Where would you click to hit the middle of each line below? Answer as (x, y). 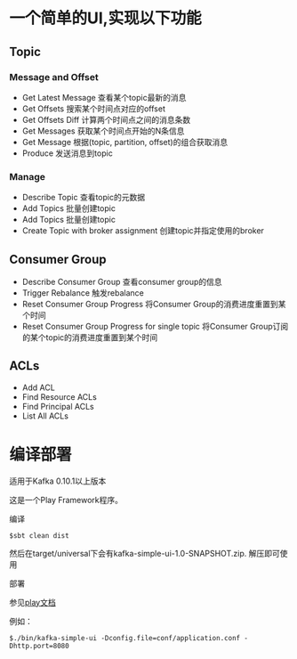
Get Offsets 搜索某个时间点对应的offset (94, 109)
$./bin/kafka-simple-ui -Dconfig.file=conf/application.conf (125, 638)
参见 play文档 (32, 602)
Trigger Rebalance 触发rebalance (83, 293)
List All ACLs (45, 416)
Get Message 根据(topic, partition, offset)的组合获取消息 (125, 142)
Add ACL (38, 387)
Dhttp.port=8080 (39, 646)
